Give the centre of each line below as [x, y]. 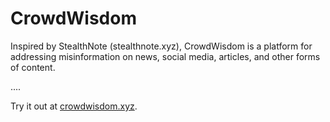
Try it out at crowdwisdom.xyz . [74, 106]
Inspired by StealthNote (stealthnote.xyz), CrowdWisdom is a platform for [161, 46]
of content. [33, 67]
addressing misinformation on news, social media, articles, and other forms [165, 56]
